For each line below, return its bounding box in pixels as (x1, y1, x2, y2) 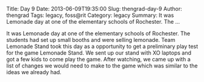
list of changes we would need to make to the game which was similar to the (6, 62, 198, 69)
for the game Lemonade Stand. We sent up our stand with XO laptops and (6, 49, 192, 56)
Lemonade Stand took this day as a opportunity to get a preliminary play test (6, 43, 199, 50)
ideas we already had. (6, 69, 62, 75)
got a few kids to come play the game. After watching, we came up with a (6, 56, 191, 63)
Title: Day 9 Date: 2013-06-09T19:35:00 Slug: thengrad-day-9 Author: (6, 5, 183, 12)
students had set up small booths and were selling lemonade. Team (6, 36, 175, 43)
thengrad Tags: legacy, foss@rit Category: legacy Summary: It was (6, 12, 174, 19)
